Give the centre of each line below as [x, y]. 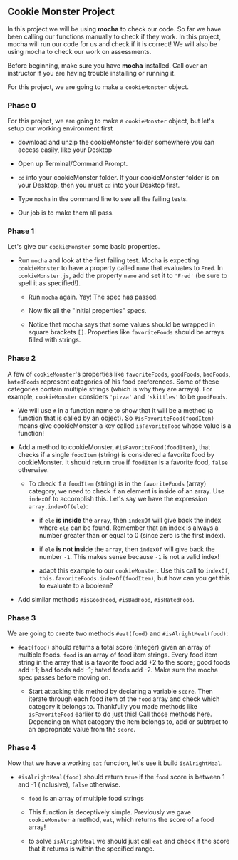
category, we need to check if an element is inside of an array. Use [126, 491]
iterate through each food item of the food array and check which [124, 699]
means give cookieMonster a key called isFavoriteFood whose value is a [124, 425]
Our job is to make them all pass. [66, 213]
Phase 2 [22, 358]
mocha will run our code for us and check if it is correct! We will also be [112, 44]
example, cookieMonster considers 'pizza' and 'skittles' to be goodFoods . [118, 396]
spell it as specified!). [49, 283]
